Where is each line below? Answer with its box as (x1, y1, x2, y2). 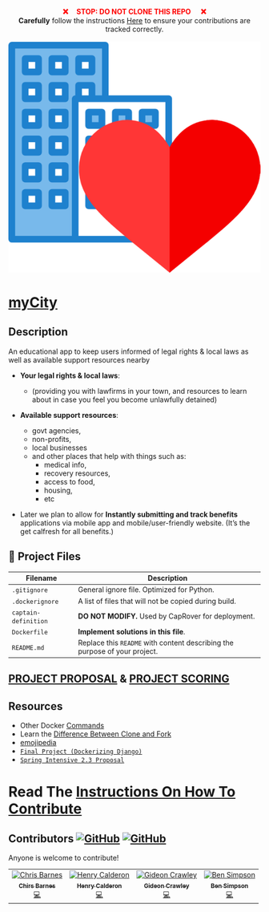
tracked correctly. (105, 24, 164, 34)
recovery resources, (43, 468, 110, 478)
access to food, (43, 476, 96, 486)
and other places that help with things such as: (31, 451, 187, 460)
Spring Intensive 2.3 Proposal (19, 756, 125, 764)
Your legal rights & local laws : (19, 371, 120, 380)
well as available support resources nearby (8, 355, 151, 364)
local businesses (31, 443, 88, 452)
